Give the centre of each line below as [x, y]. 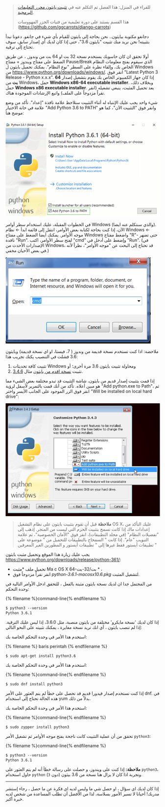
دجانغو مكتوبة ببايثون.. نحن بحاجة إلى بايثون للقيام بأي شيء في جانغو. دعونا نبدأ [77, 37]
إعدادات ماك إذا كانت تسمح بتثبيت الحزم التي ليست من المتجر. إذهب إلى [83, 529]
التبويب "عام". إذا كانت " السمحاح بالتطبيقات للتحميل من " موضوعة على [83, 540]
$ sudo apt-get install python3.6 [41, 656]
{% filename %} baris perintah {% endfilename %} [57, 646]
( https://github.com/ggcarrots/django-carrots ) [64, 27]
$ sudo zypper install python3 [37, 727]
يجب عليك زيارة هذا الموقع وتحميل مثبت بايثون [48, 554]
